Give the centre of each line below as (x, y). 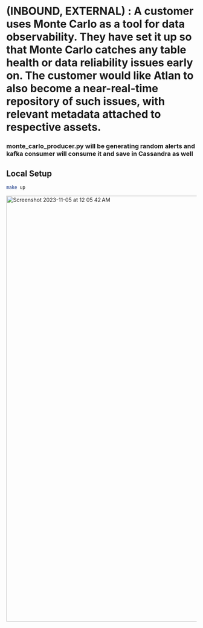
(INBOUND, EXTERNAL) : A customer (100, 11)
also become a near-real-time (82, 89)
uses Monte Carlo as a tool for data (96, 24)
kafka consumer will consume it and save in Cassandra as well (100, 154)
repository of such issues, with (85, 102)
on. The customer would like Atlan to (100, 76)
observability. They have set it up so (99, 37)
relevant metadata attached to (84, 114)
